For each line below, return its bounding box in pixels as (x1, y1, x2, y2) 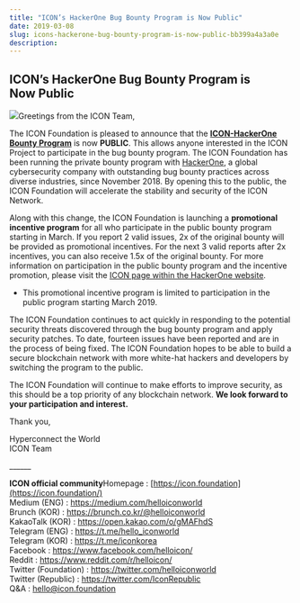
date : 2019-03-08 (9, 22, 75, 31)
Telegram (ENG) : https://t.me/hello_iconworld (9, 526, 180, 536)
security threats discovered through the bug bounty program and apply (9, 324, 273, 335)
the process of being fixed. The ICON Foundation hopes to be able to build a (9, 343, 292, 354)
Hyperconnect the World (9, 434, 101, 445)
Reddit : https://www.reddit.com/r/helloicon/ (9, 554, 172, 565)
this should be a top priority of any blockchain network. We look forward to (9, 389, 289, 400)
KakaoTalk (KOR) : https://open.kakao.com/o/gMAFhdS (9, 517, 214, 527)
